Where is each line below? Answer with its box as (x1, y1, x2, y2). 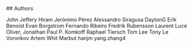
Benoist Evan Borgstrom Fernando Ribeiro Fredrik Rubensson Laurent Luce (6, 23, 188, 29)
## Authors (6, 5, 33, 12)
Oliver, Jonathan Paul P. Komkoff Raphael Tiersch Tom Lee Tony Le (6, 28, 169, 35)
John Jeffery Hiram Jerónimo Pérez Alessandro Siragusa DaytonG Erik (6, 16, 177, 23)
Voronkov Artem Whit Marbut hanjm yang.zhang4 (6, 35, 126, 41)
